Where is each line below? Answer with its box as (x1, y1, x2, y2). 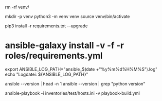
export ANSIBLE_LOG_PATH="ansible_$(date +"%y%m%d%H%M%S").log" (5, 66, 158, 72)
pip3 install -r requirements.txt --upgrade (5, 23, 88, 29)
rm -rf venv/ (5, 4, 29, 10)
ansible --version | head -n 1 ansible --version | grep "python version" (5, 81, 145, 86)
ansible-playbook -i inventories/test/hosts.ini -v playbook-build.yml (5, 90, 140, 96)
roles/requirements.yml (5, 50, 103, 61)
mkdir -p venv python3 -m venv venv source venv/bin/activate (5, 14, 130, 19)
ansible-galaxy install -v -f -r (5, 40, 124, 51)
